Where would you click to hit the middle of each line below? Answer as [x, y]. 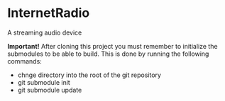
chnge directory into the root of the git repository [89, 75]
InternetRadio [49, 13]
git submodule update [50, 90]
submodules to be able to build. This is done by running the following [108, 54]
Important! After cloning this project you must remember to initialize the [112, 46]
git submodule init [44, 82]
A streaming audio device [45, 32]
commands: [25, 61]
